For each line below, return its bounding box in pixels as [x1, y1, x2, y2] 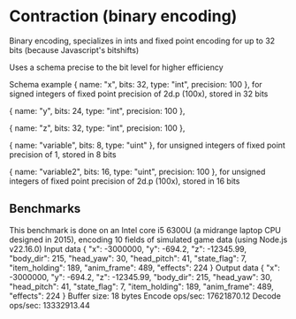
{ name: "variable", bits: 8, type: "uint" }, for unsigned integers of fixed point [9, 140, 285, 150]
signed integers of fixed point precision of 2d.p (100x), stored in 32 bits [9, 88, 269, 99]
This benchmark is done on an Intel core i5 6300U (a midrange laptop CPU [9, 224, 281, 235]
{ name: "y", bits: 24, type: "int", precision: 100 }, [9, 105, 186, 116]
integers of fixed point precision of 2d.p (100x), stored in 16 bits [9, 175, 240, 186]
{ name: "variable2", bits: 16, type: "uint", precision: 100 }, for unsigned [9, 166, 266, 177]
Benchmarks [9, 201, 81, 216]
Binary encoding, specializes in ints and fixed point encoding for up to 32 [9, 35, 276, 46]
